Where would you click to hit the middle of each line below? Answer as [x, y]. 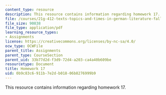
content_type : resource [30, 10]
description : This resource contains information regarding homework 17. [83, 14]
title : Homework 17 [25, 69]
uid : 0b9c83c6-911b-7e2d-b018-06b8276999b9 [51, 73]
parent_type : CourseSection [34, 55]
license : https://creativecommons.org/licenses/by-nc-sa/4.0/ [70, 42]
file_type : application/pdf [34, 28]
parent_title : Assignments [33, 50]
